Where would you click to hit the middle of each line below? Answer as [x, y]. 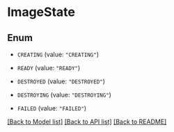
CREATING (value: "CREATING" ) [58, 54]
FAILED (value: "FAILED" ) [52, 108]
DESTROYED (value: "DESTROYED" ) [61, 81]
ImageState [41, 12]
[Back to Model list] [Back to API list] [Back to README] [87, 122]
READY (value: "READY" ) [49, 68]
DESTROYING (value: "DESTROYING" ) [64, 95]
